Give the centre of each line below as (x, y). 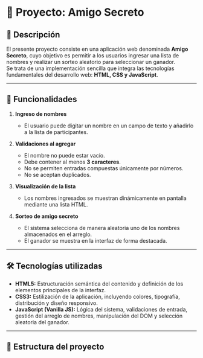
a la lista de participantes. (56, 132)
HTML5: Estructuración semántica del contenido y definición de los (99, 284)
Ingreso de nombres (41, 113)
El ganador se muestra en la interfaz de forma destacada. (95, 240)
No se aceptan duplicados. (57, 174)
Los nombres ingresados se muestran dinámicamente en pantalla (105, 198)
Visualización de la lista (45, 186)
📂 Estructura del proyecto (55, 347)
